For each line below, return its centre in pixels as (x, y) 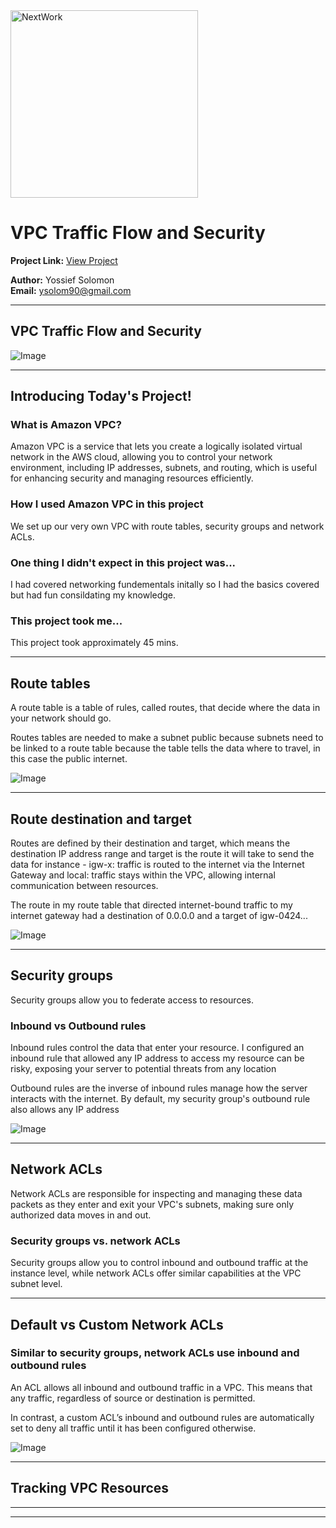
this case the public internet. (69, 759)
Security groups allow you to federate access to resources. (132, 1000)
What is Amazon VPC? (66, 425)
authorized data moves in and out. (81, 1215)
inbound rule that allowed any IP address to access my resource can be (157, 1058)
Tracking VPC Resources (90, 1488)
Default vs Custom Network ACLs (117, 1324)
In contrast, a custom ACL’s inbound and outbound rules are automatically (162, 1417)
